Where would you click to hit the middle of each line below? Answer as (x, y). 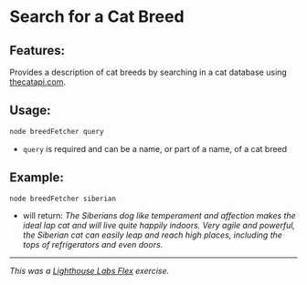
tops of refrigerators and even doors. (93, 245)
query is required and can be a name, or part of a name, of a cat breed (155, 148)
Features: (37, 51)
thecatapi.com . (38, 82)
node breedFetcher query (57, 131)
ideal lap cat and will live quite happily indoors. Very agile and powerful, (159, 226)
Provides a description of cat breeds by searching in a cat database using (148, 72)
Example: (37, 178)
